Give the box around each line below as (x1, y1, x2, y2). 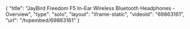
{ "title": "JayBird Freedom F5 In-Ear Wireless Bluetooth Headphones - (5, 5, 175, 11)
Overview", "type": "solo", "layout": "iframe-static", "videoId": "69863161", (5, 11, 185, 18)
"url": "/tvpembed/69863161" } (5, 17, 80, 23)
